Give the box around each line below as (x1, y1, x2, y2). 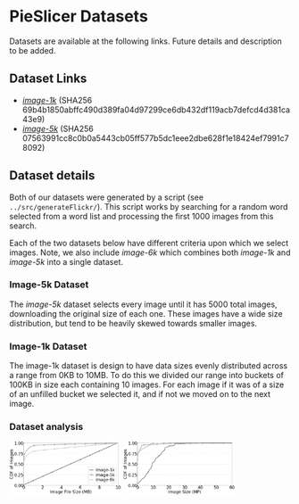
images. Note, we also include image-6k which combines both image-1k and (9, 247, 291, 258)
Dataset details (9, 168, 96, 184)
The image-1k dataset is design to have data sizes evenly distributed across (9, 360, 288, 371)
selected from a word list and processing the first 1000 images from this (9, 211, 274, 221)
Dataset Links (9, 71, 87, 87)
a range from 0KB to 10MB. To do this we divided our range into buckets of (9, 370, 284, 381)
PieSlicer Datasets (9, 6, 149, 27)
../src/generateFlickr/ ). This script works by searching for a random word (9, 201, 288, 211)
